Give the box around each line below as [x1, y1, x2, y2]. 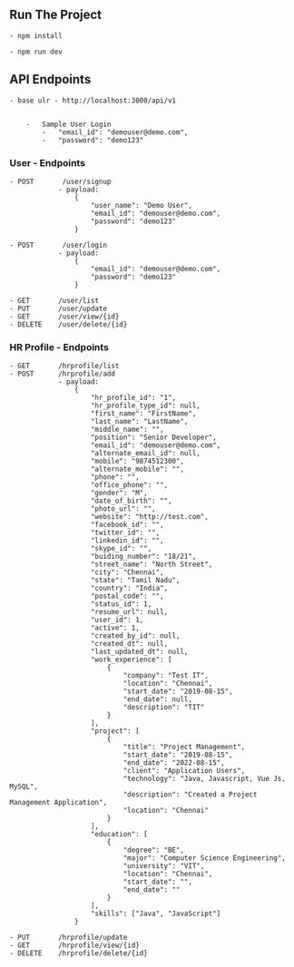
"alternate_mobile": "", [90, 464, 184, 474]
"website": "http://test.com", [90, 513, 209, 522]
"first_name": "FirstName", [90, 409, 197, 418]
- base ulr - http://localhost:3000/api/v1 [9, 95, 177, 105]
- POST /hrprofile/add [9, 369, 116, 379]
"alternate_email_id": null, [90, 449, 201, 458]
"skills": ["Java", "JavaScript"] [90, 909, 221, 919]
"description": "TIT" [122, 703, 205, 712]
